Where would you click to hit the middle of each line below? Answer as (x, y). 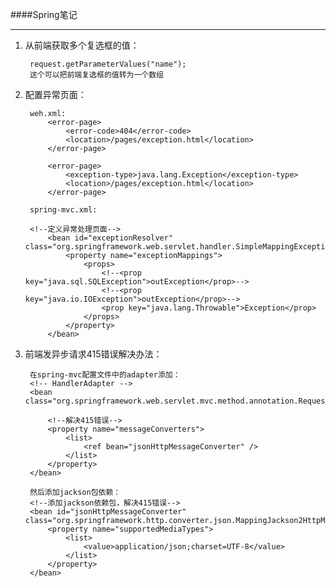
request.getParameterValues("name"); (108, 64)
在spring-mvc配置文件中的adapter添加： (105, 375)
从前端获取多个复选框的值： (82, 45)
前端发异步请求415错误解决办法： (93, 354)
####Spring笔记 (44, 14)
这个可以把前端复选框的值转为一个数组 (97, 75)
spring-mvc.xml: (63, 210)
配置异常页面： (55, 94)
